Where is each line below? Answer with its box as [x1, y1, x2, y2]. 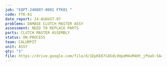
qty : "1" [5, 49, 23, 54]
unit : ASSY [5, 44, 28, 49]
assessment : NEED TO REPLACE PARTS [5, 26, 79, 31]
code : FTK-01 [5, 12, 32, 17]
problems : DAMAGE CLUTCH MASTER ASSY [5, 21, 83, 26]
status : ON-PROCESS [5, 35, 46, 40]
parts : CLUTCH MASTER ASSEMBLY [5, 30, 70, 35]
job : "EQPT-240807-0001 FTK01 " [5, 7, 72, 12]
